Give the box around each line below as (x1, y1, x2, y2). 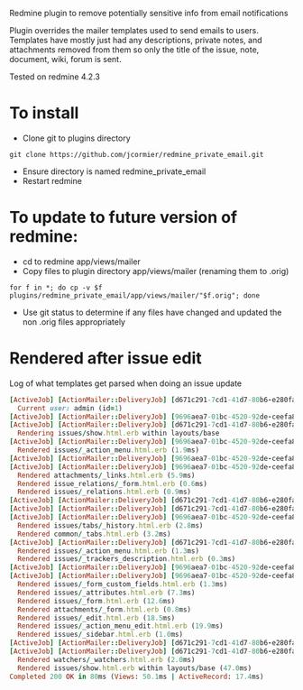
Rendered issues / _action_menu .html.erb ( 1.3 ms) (17, 546, 200, 556)
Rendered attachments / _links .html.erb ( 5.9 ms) (17, 471, 196, 480)
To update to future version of (9, 207, 237, 228)
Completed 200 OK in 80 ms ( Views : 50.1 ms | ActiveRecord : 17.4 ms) (9, 672, 264, 681)
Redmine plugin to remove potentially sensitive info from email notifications (9, 8, 289, 18)
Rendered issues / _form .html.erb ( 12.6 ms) (17, 596, 176, 605)
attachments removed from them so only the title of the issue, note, (9, 44, 260, 55)
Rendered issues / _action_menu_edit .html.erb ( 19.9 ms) (17, 621, 224, 630)
